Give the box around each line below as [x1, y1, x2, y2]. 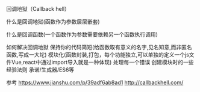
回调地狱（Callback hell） [6, 5, 70, 12]
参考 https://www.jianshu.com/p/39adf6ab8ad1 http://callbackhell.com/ [6, 79, 184, 86]
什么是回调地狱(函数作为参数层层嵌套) [6, 18, 101, 25]
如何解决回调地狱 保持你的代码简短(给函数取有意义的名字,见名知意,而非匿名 [6, 44, 193, 51]
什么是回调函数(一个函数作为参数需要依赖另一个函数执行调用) [6, 31, 158, 38]
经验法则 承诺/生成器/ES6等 [6, 66, 75, 73]
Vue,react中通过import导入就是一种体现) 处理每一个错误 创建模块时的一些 [11, 59, 194, 66]
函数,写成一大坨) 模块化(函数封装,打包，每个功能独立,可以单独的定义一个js [6, 51, 190, 58]
